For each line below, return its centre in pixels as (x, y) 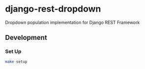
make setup (16, 62)
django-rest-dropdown (53, 9)
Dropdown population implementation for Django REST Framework (72, 22)
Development (26, 38)
